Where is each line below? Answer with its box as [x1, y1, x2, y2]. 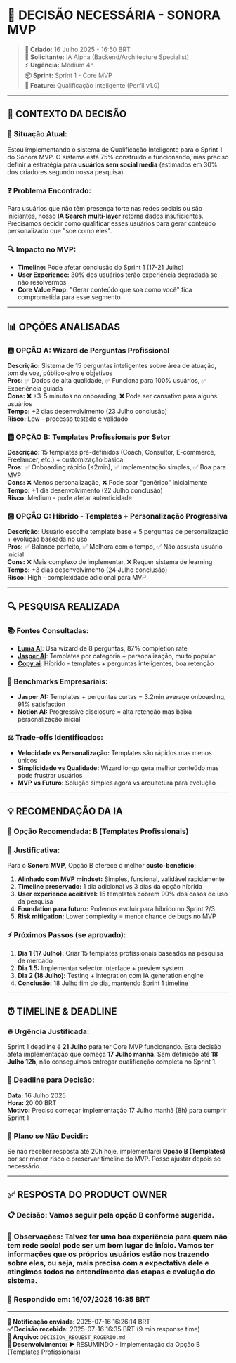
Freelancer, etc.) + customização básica [7, 455, 124, 464]
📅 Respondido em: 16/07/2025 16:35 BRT [7, 1295, 150, 1305]
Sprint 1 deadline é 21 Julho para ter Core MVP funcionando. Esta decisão [7, 1043, 221, 1051]
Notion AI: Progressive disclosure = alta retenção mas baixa [17, 707, 192, 716]
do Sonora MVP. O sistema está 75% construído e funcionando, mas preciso [7, 152, 229, 161]
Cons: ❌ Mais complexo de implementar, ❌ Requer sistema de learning [7, 557, 213, 566]
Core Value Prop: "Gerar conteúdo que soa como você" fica [17, 285, 192, 294]
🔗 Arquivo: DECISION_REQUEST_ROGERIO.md [7, 1332, 126, 1341]
